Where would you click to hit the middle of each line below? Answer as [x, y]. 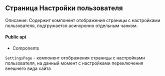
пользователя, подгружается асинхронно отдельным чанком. [71, 25]
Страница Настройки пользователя [64, 8]
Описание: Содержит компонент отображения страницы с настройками [83, 20]
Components [26, 48]
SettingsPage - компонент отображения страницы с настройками [75, 58]
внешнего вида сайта [28, 68]
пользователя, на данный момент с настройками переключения [74, 63]
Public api [16, 37]
